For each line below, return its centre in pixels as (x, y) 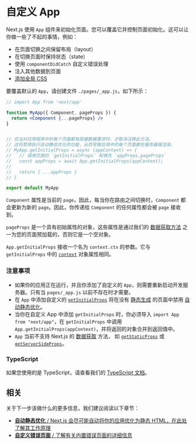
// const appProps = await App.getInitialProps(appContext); (85, 161)
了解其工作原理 (32, 428)
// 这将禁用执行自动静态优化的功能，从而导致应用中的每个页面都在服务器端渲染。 (91, 145)
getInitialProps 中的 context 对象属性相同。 (60, 254)
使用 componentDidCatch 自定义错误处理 (61, 64)
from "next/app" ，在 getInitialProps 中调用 (68, 321)
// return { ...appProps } (42, 172)
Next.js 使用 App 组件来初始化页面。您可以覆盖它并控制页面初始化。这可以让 (97, 29)
